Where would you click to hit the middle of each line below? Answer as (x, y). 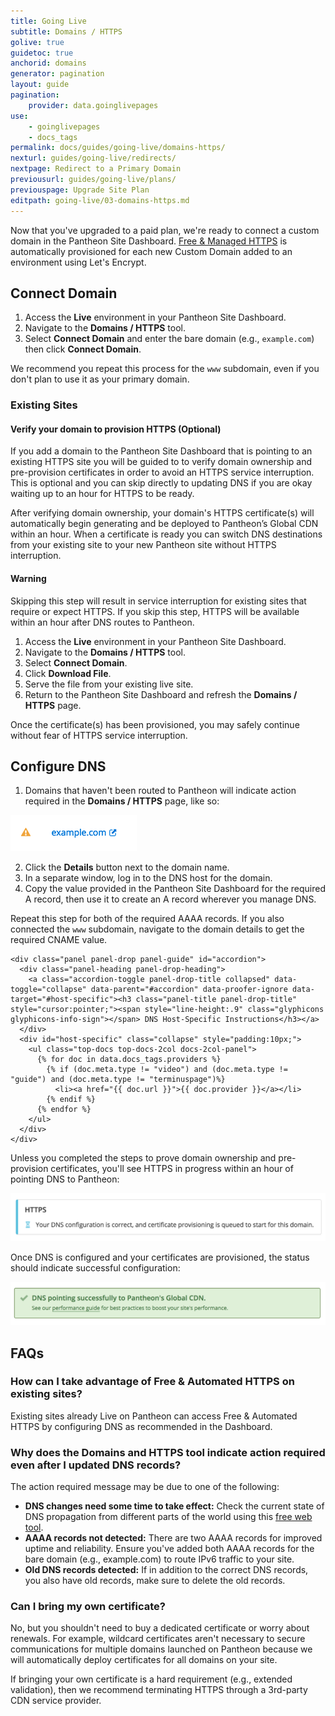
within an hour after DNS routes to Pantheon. (102, 622)
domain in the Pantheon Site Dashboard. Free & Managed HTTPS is (149, 241)
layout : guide (40, 85)
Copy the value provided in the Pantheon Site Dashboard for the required (175, 889)
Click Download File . (68, 673)
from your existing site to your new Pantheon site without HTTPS (143, 545)
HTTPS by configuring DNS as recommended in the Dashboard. (141, 1426)
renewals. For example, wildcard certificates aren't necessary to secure (158, 1639)
